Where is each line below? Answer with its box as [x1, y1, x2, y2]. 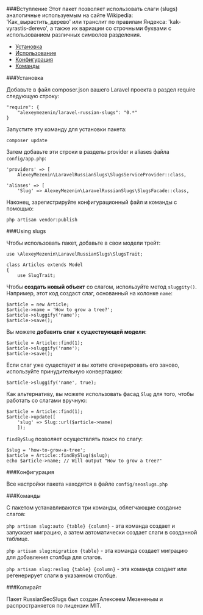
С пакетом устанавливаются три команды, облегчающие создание [6, 504, 182, 511]
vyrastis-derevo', [6, 24, 49, 32]
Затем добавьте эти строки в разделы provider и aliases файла [6, 148, 169, 155]
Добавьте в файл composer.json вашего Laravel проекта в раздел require [6, 86, 196, 93]
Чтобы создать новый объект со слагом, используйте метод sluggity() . [6, 283, 197, 290]
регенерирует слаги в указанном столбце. [6, 572, 117, 579]
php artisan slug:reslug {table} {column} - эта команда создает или [6, 566, 187, 572]
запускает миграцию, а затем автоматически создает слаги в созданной [6, 529, 198, 536]
